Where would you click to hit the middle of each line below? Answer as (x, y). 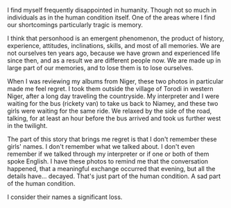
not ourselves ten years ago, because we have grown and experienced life (114, 53)
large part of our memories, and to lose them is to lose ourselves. (101, 68)
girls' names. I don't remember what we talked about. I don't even (101, 146)
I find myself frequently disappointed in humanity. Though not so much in (112, 10)
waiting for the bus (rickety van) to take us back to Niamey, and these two (113, 103)
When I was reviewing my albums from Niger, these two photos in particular (115, 81)
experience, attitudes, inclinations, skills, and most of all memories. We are (114, 46)
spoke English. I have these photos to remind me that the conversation (108, 161)
